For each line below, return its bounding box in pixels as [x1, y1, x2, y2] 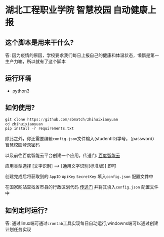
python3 [12, 88, 30, 94]
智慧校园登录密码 [5, 142, 40, 148]
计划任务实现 [5, 227, 31, 233]
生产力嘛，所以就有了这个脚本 [5, 59, 66, 64]
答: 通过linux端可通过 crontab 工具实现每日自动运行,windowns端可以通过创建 [5, 220, 159, 226]
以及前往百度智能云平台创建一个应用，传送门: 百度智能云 [5, 152, 120, 159]
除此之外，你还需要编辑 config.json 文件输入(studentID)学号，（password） [5, 136, 157, 142]
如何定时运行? [5, 206, 48, 215]
